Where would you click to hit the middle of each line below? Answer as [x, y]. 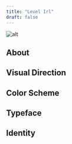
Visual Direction [36, 73]
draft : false [22, 17]
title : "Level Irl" [30, 12]
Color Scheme [33, 93]
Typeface [24, 113]
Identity [21, 133]
